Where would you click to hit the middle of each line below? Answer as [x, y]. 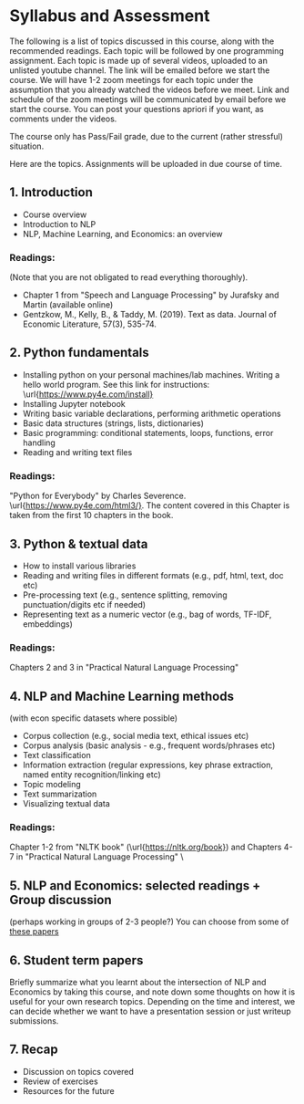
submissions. [34, 1021]
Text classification [56, 755]
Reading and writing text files [77, 452]
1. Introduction [51, 193]
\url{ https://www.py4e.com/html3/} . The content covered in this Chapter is [150, 505]
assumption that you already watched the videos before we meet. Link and [149, 89]
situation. [27, 146]
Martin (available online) [68, 305]
